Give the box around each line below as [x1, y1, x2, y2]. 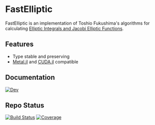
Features [5, 40, 34, 49]
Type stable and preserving [12, 53, 70, 59]
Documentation [5, 73, 55, 82]
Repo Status [5, 101, 44, 109]
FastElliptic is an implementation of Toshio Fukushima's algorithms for [5, 20, 150, 26]
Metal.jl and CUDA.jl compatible [12, 59, 79, 65]
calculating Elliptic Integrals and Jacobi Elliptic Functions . [5, 25, 124, 31]
